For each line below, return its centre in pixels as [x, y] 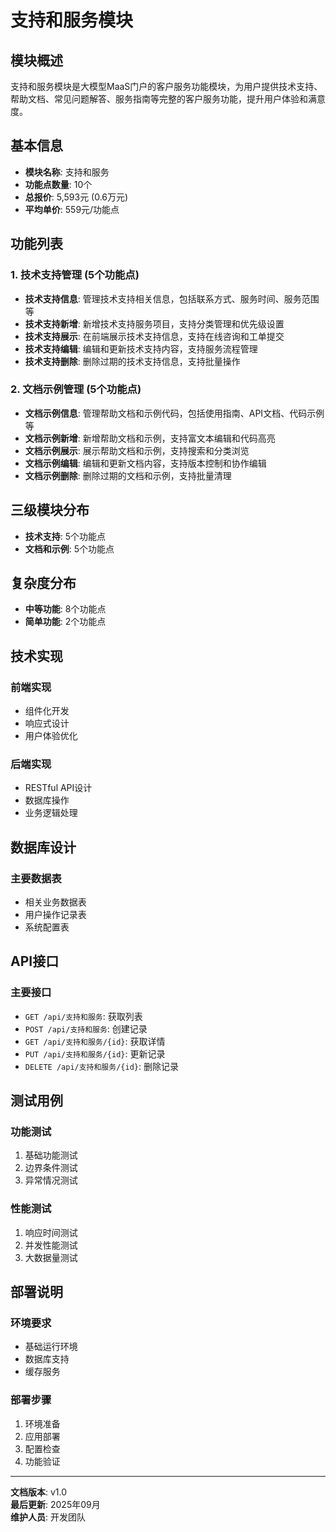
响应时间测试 [51, 1232]
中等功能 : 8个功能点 [65, 609]
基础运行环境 [51, 1347]
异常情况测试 [51, 1180]
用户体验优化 [51, 736]
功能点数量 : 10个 [58, 184]
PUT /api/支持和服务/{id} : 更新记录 [95, 1053]
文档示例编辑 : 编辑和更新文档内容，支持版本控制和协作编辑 [145, 463]
